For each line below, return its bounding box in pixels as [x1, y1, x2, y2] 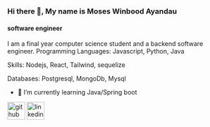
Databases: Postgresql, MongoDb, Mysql [7, 74, 127, 83]
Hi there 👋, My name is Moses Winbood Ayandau [7, 6, 178, 16]
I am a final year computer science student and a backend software [7, 40, 204, 48]
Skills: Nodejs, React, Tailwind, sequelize [7, 61, 125, 69]
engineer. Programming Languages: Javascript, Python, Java [7, 47, 185, 56]
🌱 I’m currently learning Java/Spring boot [17, 88, 137, 97]
